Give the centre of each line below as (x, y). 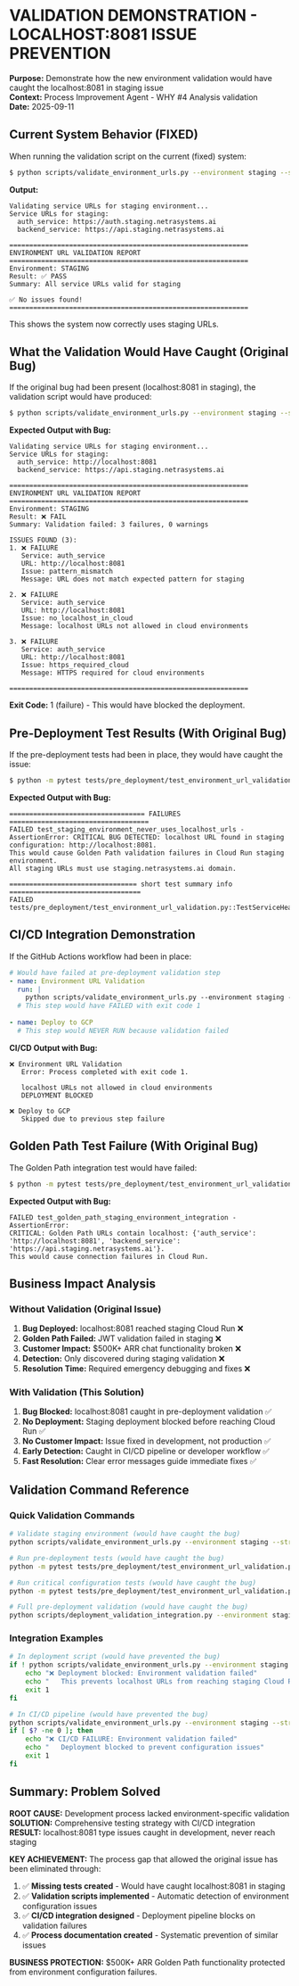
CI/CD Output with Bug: (53, 1047)
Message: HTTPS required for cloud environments (113, 673)
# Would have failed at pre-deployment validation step (115, 972)
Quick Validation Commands (72, 1515)
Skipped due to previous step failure (93, 1119)
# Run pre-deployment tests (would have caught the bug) (117, 1558)
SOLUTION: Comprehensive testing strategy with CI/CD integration (132, 1823)
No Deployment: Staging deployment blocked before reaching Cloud (149, 1422)
